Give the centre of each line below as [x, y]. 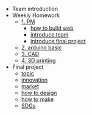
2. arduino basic [41, 47]
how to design [39, 93]
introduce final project [58, 41]
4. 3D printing [38, 61]
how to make [37, 99]
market [30, 86]
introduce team [49, 35]
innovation [34, 80]
